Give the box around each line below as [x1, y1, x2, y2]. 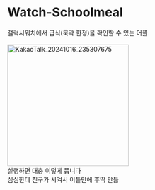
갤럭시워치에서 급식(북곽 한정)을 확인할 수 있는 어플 [7, 28, 149, 37]
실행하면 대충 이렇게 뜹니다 [7, 166, 81, 174]
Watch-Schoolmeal [7, 4, 124, 21]
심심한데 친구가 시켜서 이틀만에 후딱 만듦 [7, 175, 119, 184]
